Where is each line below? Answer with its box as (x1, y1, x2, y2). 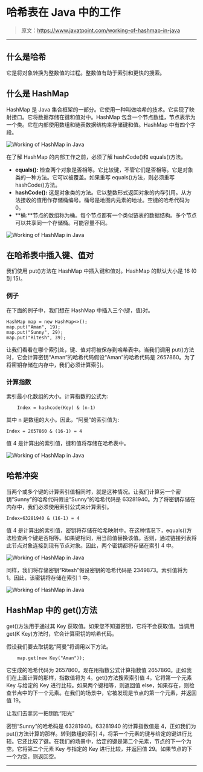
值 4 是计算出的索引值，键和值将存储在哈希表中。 (6, 439, 129, 447)
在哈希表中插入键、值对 (6, 250, 94, 261)
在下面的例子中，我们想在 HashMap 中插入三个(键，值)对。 (6, 307, 154, 314)
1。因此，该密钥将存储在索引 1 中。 (6, 574, 94, 581)
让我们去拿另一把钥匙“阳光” (6, 710, 75, 717)
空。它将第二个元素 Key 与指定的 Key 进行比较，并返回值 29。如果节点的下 (6, 745, 193, 752)
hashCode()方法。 (14, 181, 61, 188)
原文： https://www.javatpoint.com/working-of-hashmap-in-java (21, 27, 180, 34)
